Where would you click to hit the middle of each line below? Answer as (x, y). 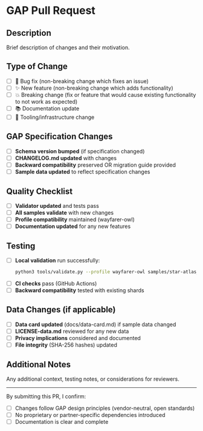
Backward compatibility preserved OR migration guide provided (95, 165)
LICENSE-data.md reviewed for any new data (72, 331)
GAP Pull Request (51, 11)
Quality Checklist (40, 191)
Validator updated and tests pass (57, 205)
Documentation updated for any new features (73, 226)
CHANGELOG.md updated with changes (66, 158)
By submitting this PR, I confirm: (46, 396)
